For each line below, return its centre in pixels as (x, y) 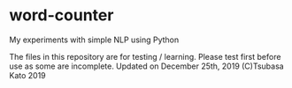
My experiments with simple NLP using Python (94, 40)
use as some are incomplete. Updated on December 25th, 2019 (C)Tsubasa (147, 66)
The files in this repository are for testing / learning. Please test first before (145, 56)
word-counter (61, 15)
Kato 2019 (27, 75)
